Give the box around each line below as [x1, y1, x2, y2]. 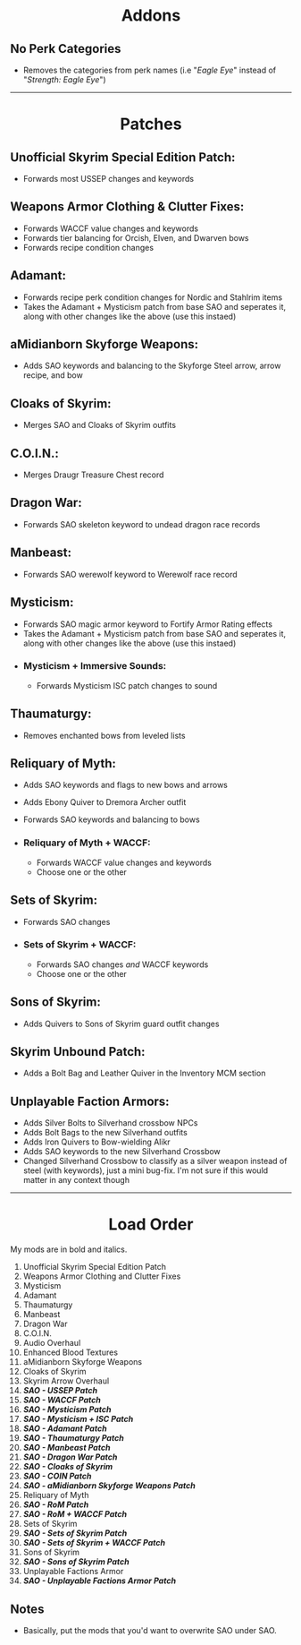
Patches [120, 114, 182, 134]
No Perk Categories [10, 41, 121, 56]
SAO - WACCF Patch [22, 1394, 101, 1406]
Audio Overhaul [22, 1338, 81, 1349]
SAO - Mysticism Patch [22, 1404, 112, 1415]
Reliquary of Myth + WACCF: [22, 836, 151, 849]
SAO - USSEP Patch [22, 1385, 97, 1396]
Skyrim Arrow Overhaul [22, 1375, 110, 1386]
